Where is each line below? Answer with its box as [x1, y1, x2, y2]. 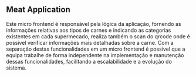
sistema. [6, 64, 26, 71]
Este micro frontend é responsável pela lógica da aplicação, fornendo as [6, 20, 181, 27]
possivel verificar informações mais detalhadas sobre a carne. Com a [6, 39, 174, 46]
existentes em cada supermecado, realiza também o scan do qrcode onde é [6, 32, 191, 40]
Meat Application [6, 5, 70, 15]
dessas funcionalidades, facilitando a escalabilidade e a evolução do [6, 58, 172, 65]
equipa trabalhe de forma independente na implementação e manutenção [6, 51, 184, 58]
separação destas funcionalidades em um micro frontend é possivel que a [6, 45, 185, 52]
